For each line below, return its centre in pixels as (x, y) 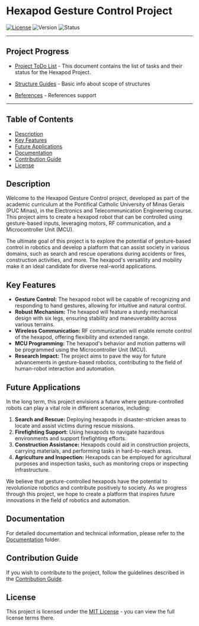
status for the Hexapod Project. (53, 72)
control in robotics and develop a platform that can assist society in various (98, 247)
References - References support (55, 95)
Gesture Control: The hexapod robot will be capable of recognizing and (102, 299)
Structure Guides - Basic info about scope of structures (82, 84)
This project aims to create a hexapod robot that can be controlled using (94, 217)
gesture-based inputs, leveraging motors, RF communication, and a (88, 223)
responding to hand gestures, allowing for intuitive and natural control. (100, 306)
